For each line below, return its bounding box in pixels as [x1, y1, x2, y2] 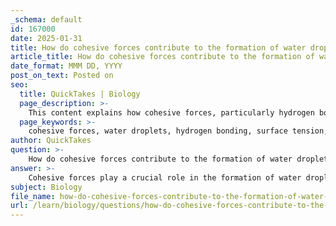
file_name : [10, 191, 56, 201]
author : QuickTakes [10, 136, 92, 146]
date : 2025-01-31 [10, 33, 83, 43]
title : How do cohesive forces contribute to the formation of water [10, 42, 307, 53]
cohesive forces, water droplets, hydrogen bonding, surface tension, [28, 126, 329, 136]
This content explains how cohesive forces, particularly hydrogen [28, 107, 315, 118]
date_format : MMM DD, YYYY [10, 61, 123, 71]
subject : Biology [10, 182, 83, 192]
